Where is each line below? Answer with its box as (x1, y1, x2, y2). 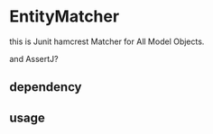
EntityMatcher (9, 6, 120, 27)
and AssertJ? (9, 53, 59, 64)
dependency (9, 79, 83, 95)
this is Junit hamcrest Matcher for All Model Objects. (9, 36, 205, 47)
